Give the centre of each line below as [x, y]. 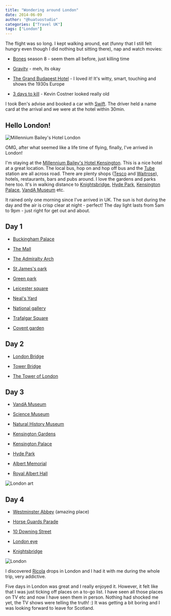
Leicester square [30, 288]
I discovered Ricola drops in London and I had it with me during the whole [82, 571]
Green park [25, 278]
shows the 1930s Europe [39, 84]
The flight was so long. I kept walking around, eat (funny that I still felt [79, 43]
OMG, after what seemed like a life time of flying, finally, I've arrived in [79, 147]
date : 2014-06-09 [24, 15]
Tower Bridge [27, 366]
